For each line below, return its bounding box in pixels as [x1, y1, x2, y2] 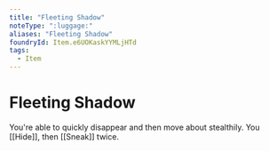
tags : [9, 46, 29, 55]
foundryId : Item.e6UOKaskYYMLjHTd [9, 37, 138, 47]
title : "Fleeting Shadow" [9, 12, 105, 22]
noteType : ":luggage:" [9, 21, 93, 30]
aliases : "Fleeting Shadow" [9, 29, 114, 38]
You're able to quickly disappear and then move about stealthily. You [9, 122, 260, 132]
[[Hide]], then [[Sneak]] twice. [9, 131, 120, 142]
